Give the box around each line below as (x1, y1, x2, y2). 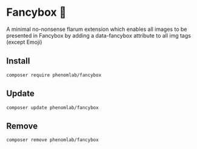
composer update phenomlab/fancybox (6, 104, 99, 111)
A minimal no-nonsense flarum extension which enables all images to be (6, 25, 187, 33)
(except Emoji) (6, 38, 42, 45)
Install (6, 56, 30, 66)
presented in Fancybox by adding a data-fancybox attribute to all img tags (6, 31, 191, 39)
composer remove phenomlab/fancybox (6, 137, 99, 143)
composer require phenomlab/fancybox (6, 72, 102, 78)
